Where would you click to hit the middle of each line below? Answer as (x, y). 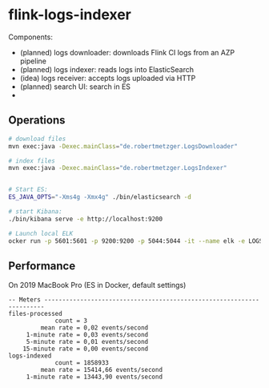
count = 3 (71, 321)
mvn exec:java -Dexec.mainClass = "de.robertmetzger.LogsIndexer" (118, 168)
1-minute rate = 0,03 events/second (87, 335)
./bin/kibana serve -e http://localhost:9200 (85, 219)
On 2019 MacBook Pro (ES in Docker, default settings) (97, 285)
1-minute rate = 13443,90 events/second (94, 377)
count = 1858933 (82, 363)
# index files (32, 161)
